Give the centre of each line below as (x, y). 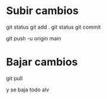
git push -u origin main (34, 38)
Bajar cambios (42, 62)
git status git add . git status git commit (54, 27)
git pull (14, 78)
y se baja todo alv (27, 90)
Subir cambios (42, 11)
